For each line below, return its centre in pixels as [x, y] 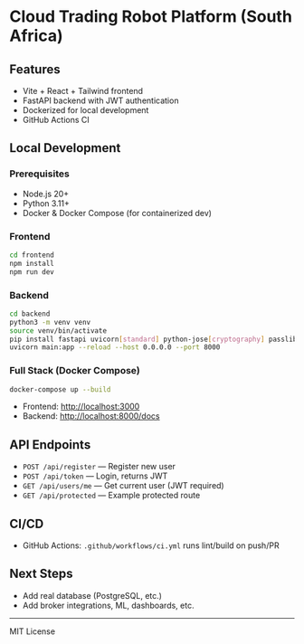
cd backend [30, 314]
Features [35, 69]
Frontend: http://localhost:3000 [81, 407]
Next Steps [41, 574]
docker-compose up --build [60, 389]
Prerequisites [39, 174]
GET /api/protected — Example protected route [111, 496]
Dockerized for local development [85, 110]
